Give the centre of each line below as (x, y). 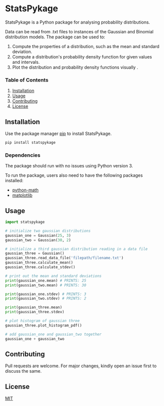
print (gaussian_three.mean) (34, 307)
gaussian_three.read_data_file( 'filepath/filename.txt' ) (64, 258)
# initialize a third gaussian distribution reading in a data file (76, 249)
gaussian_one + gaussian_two (35, 339)
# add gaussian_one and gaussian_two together (53, 334)
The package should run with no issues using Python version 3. (69, 166)
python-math (25, 190)
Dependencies (23, 155)
